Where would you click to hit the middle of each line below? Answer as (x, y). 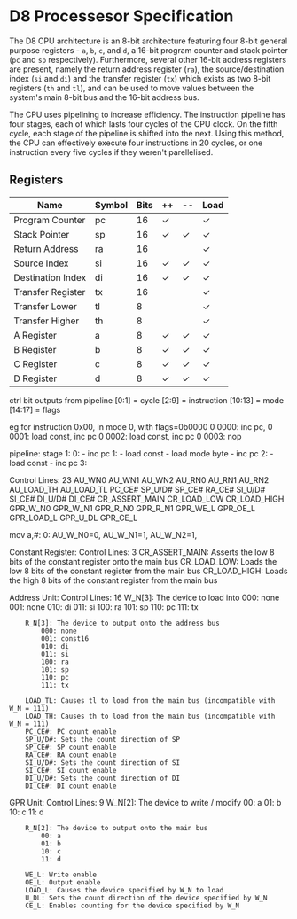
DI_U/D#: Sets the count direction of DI (102, 778)
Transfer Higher (47, 321)
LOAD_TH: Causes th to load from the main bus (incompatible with (150, 716)
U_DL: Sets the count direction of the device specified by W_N (146, 898)
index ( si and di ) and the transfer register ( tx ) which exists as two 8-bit (140, 78)
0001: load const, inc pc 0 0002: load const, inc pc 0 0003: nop (125, 436)
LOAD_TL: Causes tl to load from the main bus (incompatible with (150, 701)
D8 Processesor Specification (121, 16)
